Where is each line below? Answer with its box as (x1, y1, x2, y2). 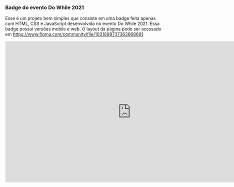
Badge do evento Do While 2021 (5, 4, 84, 11)
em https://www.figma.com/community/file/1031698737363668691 (5, 31, 143, 37)
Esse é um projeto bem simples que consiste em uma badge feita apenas (5, 15, 156, 21)
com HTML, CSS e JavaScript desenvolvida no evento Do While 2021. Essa (5, 20, 160, 26)
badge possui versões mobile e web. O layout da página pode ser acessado (5, 26, 161, 32)
